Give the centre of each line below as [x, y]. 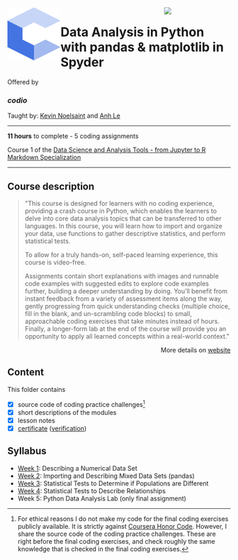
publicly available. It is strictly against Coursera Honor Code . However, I [122, 526]
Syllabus [27, 451]
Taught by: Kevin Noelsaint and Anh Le [64, 116]
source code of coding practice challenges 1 [81, 403]
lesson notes [36, 420]
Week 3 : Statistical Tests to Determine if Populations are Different [113, 483]
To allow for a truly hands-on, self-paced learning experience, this [121, 255]
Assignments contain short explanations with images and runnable [122, 276]
